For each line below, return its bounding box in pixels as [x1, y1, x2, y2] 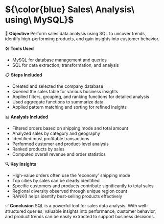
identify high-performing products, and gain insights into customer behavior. [5, 36, 160, 42]
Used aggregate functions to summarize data [12, 99, 104, 104]
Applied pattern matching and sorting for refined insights [12, 104, 127, 110]
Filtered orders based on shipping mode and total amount [12, 125, 129, 131]
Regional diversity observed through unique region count [12, 188, 127, 194]
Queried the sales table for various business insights [12, 88, 118, 94]
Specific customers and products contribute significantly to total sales [12, 183, 154, 189]
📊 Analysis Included [5, 114, 48, 120]
